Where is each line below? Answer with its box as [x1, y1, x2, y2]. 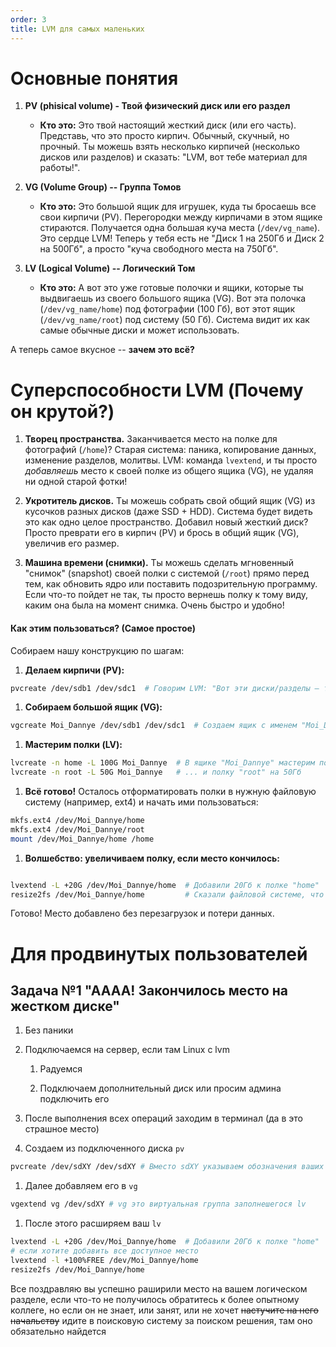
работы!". [39, 162, 81, 174]
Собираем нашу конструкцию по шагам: [10, 644, 185, 656]
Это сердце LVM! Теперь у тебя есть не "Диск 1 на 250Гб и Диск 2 [39, 232, 325, 245]
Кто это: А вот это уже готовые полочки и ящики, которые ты [39, 282, 304, 294]
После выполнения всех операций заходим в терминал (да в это [24, 1112, 303, 1125]
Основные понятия [10, 67, 179, 90]
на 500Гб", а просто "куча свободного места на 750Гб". [39, 243, 279, 255]
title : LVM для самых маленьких [10, 24, 145, 34]
